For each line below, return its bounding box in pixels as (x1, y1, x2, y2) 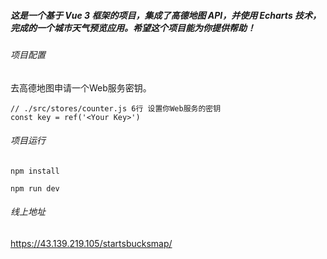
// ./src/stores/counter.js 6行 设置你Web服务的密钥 (10, 103, 222, 114)
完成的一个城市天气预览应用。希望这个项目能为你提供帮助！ (10, 21, 256, 34)
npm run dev (10, 183, 60, 194)
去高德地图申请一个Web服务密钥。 (10, 81, 152, 94)
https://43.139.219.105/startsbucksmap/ (10, 237, 173, 249)
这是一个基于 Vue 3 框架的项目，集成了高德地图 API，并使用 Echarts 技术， (10, 9, 322, 21)
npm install (10, 166, 60, 176)
